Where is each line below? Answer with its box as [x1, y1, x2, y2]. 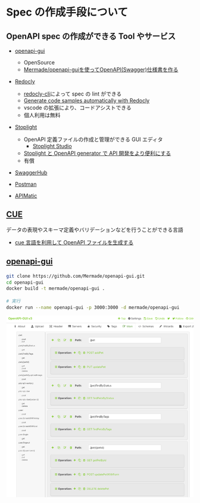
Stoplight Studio [32, 143, 73, 149]
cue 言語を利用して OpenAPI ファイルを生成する [14, 238, 134, 246]
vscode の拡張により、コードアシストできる [23, 104, 132, 111]
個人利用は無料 [23, 112, 61, 118]
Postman [14, 180, 37, 188]
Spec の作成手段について [6, 5, 128, 19]
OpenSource [23, 59, 55, 66]
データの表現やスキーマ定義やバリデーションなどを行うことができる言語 [6, 226, 183, 233]
